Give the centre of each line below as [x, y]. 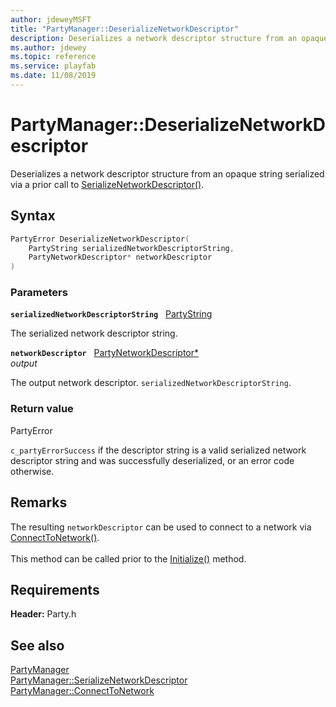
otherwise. [32, 471]
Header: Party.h [43, 614]
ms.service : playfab [53, 66]
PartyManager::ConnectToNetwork [82, 691]
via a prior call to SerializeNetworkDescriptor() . [107, 184]
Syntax [33, 216]
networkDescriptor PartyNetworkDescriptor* [105, 353]
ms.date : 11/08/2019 [53, 76]
